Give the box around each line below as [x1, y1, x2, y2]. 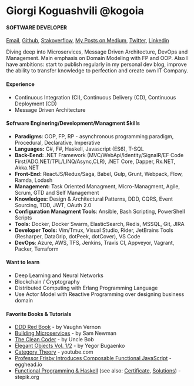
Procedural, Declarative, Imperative [14, 139, 101, 146]
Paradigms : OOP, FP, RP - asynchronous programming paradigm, [14, 132, 174, 139]
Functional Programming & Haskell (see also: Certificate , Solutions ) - [14, 367, 181, 374]
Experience [6, 81, 35, 88]
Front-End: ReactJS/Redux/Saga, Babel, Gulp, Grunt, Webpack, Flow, [14, 170, 183, 177]
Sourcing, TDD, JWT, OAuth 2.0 [14, 201, 92, 208]
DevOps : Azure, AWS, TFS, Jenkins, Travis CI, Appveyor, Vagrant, [14, 239, 175, 246]
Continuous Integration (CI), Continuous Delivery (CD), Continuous [14, 94, 176, 101]
